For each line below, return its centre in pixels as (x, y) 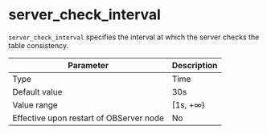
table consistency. (39, 45)
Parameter (88, 65)
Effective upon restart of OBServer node (88, 118)
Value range (35, 104)
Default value (37, 91)
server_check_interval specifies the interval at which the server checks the (134, 37)
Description (195, 65)
